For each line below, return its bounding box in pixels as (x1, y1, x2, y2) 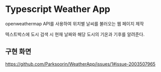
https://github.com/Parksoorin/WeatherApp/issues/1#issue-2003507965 (5, 61, 156, 67)
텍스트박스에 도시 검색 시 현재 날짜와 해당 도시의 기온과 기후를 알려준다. (5, 31, 145, 37)
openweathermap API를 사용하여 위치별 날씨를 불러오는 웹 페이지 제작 (5, 20, 144, 26)
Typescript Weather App (5, 3, 111, 15)
